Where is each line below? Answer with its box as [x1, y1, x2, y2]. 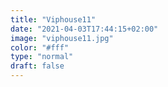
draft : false [10, 61, 65, 71]
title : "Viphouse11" [10, 14, 97, 25]
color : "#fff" [10, 42, 70, 53]
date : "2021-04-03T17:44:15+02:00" [10, 24, 159, 34]
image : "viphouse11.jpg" [10, 33, 114, 43]
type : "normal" [10, 52, 74, 62]
